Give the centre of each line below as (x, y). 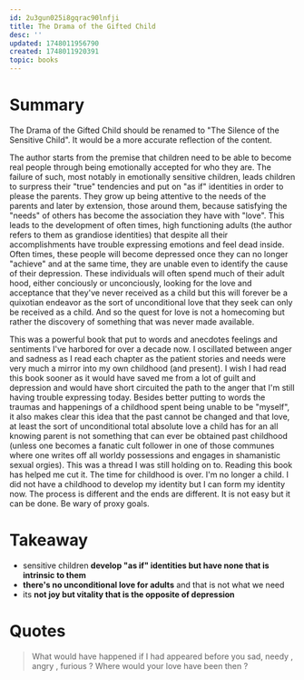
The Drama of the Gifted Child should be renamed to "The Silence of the (144, 130)
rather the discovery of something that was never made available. (132, 321)
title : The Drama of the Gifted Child (83, 26)
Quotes (38, 631)
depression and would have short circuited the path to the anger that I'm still (152, 387)
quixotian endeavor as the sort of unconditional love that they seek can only (151, 302)
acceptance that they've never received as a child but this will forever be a (149, 293)
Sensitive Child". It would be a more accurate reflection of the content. (141, 140)
